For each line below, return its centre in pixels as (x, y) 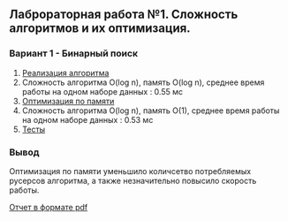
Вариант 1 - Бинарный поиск (74, 54)
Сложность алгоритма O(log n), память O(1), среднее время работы (151, 110)
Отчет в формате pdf (49, 207)
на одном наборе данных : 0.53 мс (87, 119)
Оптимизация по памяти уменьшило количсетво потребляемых (130, 171)
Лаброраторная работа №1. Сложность (124, 15)
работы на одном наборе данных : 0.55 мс (102, 91)
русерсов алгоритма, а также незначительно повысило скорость (133, 180)
